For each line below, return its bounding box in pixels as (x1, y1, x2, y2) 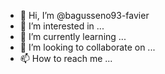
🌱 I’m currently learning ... (19, 31, 127, 42)
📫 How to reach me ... (19, 53, 113, 64)
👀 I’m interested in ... (19, 20, 105, 32)
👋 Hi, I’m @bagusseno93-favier (19, 10, 150, 21)
